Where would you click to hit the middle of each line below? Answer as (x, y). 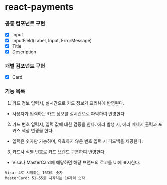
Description (24, 52)
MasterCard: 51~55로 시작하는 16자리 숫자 (45, 178)
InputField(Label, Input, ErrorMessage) (52, 40)
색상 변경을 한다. (38, 131)
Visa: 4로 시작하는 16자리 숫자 (34, 173)
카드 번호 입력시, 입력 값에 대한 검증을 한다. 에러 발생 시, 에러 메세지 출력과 (84, 124)
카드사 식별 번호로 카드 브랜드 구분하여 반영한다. (59, 152)
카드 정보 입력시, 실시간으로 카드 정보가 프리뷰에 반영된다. (68, 103)
